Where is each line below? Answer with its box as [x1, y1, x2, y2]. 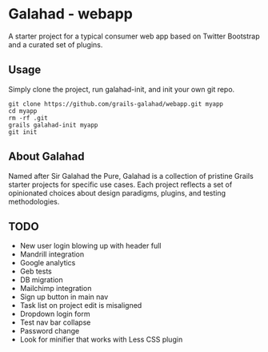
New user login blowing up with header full [19, 241, 162, 251]
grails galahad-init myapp [8, 121, 98, 129]
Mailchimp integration [19, 284, 92, 293]
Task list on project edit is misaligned [19, 301, 142, 310]
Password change [19, 326, 80, 336]
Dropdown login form [19, 310, 90, 319]
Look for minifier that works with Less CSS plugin [19, 334, 183, 345]
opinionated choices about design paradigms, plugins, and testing [8, 188, 226, 197]
